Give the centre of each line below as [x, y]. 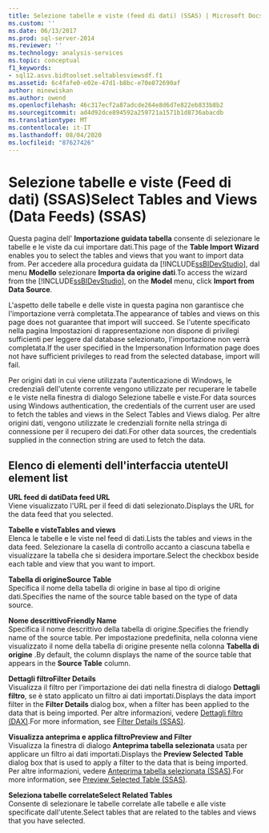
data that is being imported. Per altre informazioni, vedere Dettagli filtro [126, 713]
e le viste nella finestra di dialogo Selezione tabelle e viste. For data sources [132, 397]
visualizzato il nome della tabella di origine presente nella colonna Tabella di [134, 646]
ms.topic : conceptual [44, 61]
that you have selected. [47, 821]
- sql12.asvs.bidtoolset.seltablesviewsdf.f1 [85, 75]
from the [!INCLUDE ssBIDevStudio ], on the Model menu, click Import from [131, 281]
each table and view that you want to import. [82, 564]
